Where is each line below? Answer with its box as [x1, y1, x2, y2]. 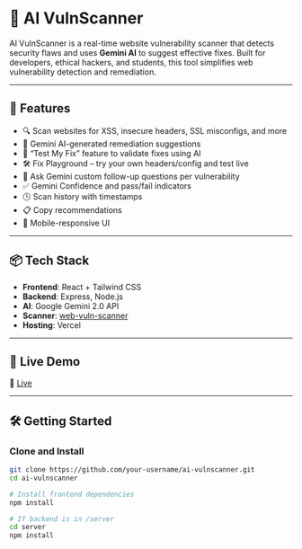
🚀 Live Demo [9, 354, 81, 369]
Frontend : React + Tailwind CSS [22, 281, 142, 292]
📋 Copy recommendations [22, 204, 123, 215]
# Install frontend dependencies [9, 490, 135, 499]
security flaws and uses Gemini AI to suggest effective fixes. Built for [9, 47, 266, 58]
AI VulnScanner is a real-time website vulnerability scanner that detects [9, 38, 275, 49]
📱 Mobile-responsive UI [22, 217, 111, 228]
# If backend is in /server [9, 514, 115, 524]
